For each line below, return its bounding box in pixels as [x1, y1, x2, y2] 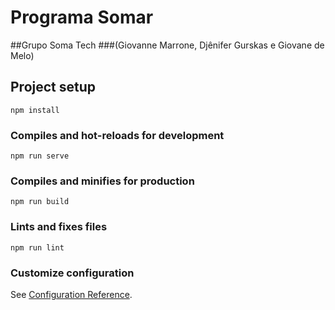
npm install [10, 105, 60, 115]
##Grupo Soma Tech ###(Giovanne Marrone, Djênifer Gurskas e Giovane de [10, 39, 325, 51]
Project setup [10, 79, 97, 96]
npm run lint [10, 242, 65, 253]
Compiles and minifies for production [10, 174, 195, 188]
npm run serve [10, 151, 70, 161]
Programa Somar [10, 6, 154, 29]
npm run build [10, 197, 70, 207]
